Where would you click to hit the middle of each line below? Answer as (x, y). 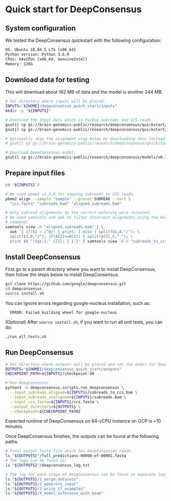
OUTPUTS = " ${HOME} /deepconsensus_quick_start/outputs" (64, 369)
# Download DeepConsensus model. (41, 153)
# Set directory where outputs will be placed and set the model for (81, 364)
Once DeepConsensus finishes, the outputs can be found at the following (82, 436)
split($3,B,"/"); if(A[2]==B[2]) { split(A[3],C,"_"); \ (72, 236)
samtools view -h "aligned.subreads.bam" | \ (54, 227)
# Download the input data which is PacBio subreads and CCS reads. (79, 120)
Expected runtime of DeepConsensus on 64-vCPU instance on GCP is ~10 (83, 421)
